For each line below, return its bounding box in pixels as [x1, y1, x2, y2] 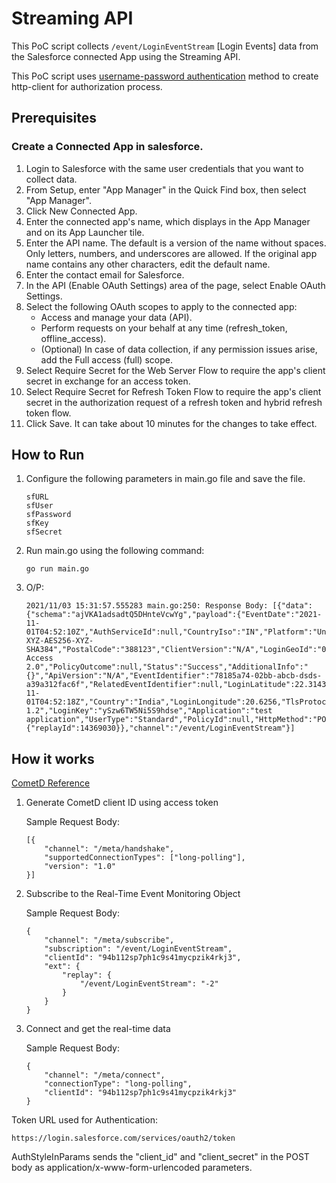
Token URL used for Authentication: [11, 1114, 158, 1126]
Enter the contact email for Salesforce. [25, 268, 185, 281]
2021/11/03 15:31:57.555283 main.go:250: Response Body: [25, 601, 269, 611]
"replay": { [62, 970, 112, 981]
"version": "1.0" [44, 862, 116, 872]
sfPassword [25, 510, 72, 520]
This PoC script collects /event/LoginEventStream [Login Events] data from [11, 40, 319, 52]
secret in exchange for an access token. [25, 375, 191, 387]
